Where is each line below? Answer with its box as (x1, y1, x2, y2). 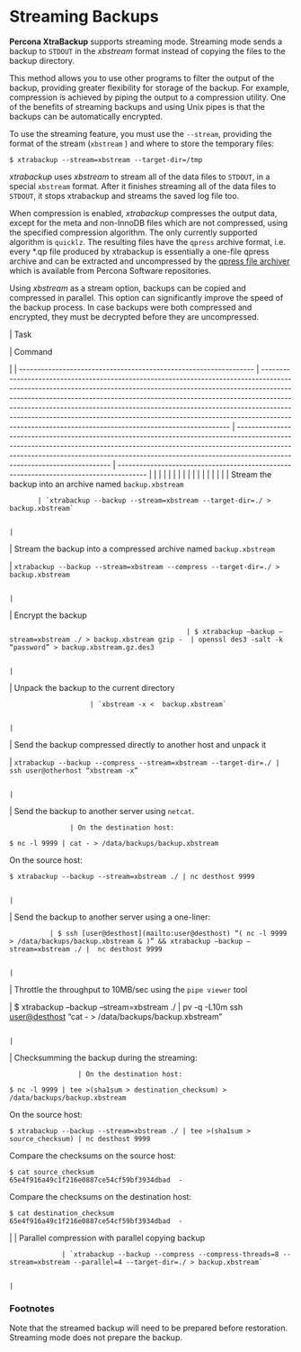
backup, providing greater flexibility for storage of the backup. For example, (9, 82, 290, 93)
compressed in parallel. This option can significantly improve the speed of (9, 292, 284, 303)
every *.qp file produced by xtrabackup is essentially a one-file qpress (9, 246, 270, 257)
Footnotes (9, 1302, 56, 1314)
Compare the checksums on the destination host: (9, 1191, 191, 1202)
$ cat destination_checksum (9, 1209, 115, 1218)
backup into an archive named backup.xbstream (9, 478, 184, 489)
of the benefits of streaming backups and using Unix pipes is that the (9, 101, 265, 112)
